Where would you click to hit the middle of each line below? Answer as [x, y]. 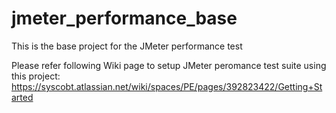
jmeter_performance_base [124, 18]
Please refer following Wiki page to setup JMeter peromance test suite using [169, 65]
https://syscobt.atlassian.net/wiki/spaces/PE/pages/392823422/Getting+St [167, 86]
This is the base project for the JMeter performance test [127, 46]
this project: [36, 76]
